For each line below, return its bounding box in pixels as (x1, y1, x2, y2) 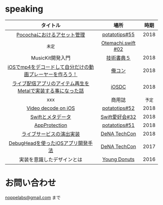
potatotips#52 (102, 105, 135, 112)
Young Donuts (102, 156, 135, 163)
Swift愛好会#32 (100, 113, 137, 120)
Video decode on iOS (26, 105, 75, 112)
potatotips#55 (102, 31, 135, 37)
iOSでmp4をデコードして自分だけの (7, 63, 89, 70)
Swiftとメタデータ (30, 113, 71, 120)
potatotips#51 (102, 122, 135, 129)
